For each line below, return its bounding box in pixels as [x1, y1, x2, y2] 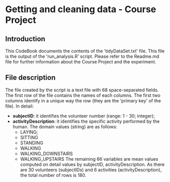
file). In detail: [5, 103, 34, 109]
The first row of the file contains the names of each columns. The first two [5, 92, 161, 98]
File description [5, 74, 56, 82]
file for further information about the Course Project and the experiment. [5, 59, 156, 64]
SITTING [20, 134, 39, 140]
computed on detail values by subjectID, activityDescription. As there [20, 161, 165, 167]
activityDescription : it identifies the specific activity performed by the [12, 118, 160, 124]
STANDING [20, 139, 44, 145]
